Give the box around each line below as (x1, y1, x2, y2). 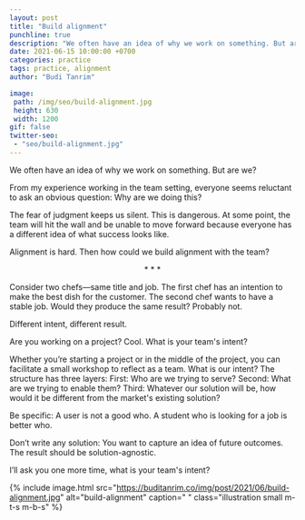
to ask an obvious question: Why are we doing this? (9, 192, 202, 203)
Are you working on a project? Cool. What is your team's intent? (9, 335, 248, 346)
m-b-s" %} (22, 501, 64, 512)
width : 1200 (13, 115, 59, 124)
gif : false (9, 123, 51, 132)
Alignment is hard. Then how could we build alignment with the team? (9, 246, 270, 257)
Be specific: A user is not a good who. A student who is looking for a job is (9, 410, 288, 421)
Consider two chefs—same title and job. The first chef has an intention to (9, 281, 283, 292)
